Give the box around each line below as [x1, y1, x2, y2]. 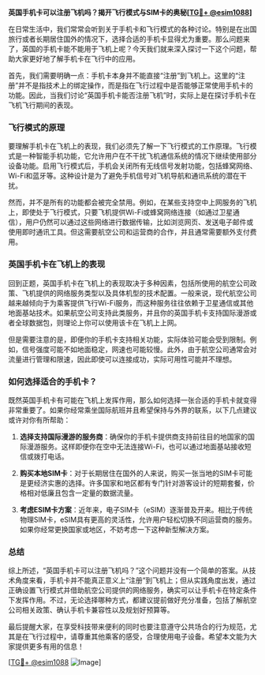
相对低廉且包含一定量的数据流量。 [26, 488, 138, 497]
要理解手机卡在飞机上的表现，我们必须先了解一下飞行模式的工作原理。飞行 [8, 141, 250, 151]
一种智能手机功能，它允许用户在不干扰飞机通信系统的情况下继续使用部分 [21, 152, 257, 161]
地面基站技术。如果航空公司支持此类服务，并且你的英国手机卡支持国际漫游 [8, 308, 250, 317]
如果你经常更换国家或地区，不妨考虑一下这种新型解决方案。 [19, 524, 214, 534]
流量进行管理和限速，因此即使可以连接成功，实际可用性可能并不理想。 [8, 354, 237, 364]
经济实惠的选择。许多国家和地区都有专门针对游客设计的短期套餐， [33, 478, 248, 488]
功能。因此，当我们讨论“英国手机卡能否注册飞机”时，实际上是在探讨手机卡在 [8, 91, 256, 99]
